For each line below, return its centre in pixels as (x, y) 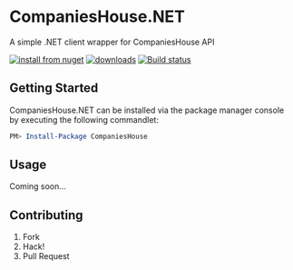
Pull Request (46, 256)
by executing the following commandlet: (84, 119)
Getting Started (54, 88)
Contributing (46, 215)
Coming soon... (38, 186)
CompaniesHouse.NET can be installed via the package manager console (147, 110)
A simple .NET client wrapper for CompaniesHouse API (112, 42)
